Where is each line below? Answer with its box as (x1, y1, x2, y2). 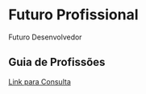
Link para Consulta (8, 76, 71, 86)
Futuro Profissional (8, 6, 139, 24)
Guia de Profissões (8, 55, 106, 69)
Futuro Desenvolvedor (8, 32, 82, 42)
